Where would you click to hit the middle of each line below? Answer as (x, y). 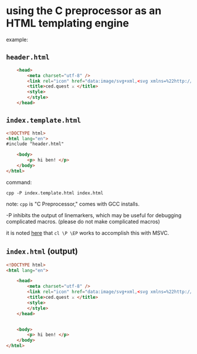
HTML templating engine (67, 23)
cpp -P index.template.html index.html (55, 193)
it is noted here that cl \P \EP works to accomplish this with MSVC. (88, 232)
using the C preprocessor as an (84, 11)
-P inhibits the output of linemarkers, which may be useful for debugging (94, 215)
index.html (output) (42, 252)
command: (19, 182)
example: (17, 39)
